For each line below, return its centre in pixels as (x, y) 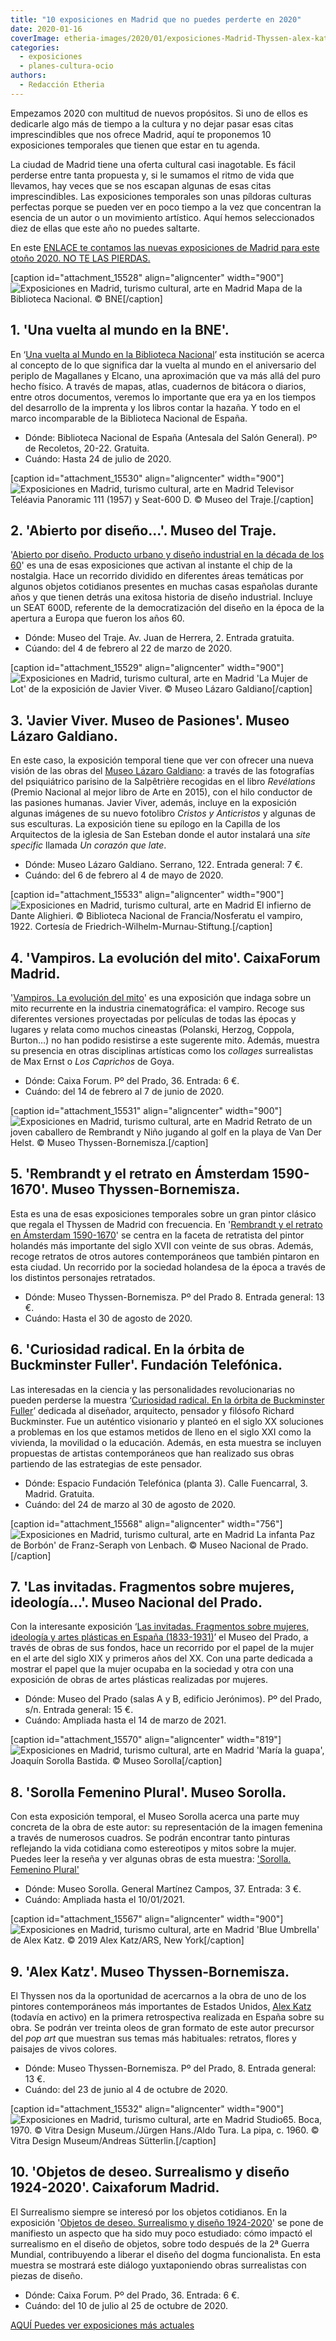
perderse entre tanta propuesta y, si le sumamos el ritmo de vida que (152, 175)
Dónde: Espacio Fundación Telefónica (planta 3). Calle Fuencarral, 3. (166, 1483)
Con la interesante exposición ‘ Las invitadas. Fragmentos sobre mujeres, (160, 1627)
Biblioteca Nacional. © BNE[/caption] (86, 298)
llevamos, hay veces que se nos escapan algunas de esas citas (141, 185)
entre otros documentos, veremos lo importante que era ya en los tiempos (163, 397)
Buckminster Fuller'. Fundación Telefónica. (146, 1365)
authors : (28, 76)
